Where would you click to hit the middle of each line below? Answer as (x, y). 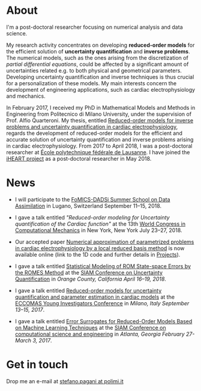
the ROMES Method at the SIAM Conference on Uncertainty (89, 272)
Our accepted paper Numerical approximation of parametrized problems (104, 242)
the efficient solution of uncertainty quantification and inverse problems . (98, 51)
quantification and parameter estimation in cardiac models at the (95, 297)
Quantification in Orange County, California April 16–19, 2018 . (91, 279)
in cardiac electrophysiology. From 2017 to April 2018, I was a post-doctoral (99, 146)
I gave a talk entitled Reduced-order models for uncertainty (88, 290)
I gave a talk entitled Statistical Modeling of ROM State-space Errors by (103, 266)
